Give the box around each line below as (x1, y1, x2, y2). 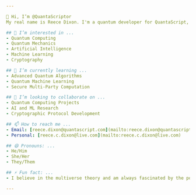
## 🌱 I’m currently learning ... (6, 67, 87, 73)
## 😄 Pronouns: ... (6, 143, 55, 149)
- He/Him (6, 148, 27, 154)
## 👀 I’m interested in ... (6, 30, 75, 36)
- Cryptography (6, 57, 43, 63)
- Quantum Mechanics (6, 40, 57, 47)
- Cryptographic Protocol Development (6, 111, 100, 117)
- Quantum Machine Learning (6, 78, 75, 84)
